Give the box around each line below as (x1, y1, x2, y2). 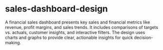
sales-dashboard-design (5, 3, 108, 14)
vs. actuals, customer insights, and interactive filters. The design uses (5, 29, 145, 35)
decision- (134, 35, 153, 40)
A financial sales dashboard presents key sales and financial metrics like (5, 19, 150, 25)
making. (5, 39, 21, 45)
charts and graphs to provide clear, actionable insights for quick (5, 35, 133, 40)
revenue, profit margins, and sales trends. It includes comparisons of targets (5, 24, 158, 30)
